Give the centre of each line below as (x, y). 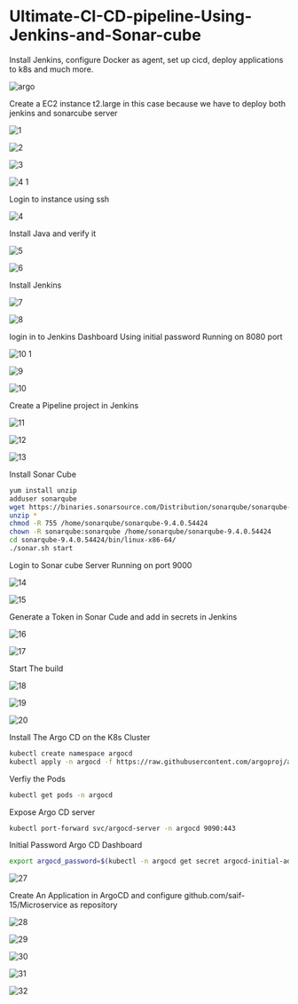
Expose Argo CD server (52, 812)
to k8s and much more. (51, 69)
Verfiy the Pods (38, 779)
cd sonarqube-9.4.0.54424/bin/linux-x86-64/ (93, 540)
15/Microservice (39, 905)
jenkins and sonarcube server (63, 113)
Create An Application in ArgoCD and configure (96, 896)
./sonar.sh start (41, 549)
